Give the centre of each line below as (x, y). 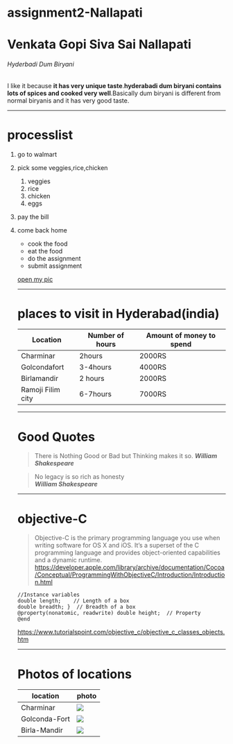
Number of (106, 336)
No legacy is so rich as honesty (79, 477)
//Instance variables (48, 595)
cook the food (48, 244)
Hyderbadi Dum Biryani (41, 64)
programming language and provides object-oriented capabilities (127, 552)
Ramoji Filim (40, 390)
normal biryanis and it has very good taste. (68, 100)
